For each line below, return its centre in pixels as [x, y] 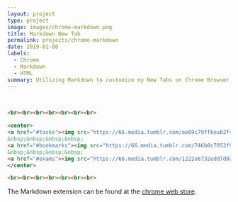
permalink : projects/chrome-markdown [63, 40]
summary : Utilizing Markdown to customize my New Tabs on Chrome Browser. [120, 80]
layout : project [31, 14]
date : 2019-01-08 [33, 47]
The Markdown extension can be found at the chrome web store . [102, 191]
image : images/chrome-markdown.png [60, 27]
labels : [19, 54]
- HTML [23, 73]
